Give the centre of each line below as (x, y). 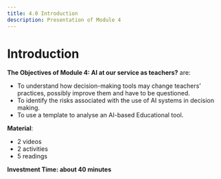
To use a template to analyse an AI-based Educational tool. (100, 115)
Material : (20, 128)
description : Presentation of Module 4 (64, 20)
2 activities (32, 149)
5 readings (32, 156)
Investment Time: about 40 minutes (59, 169)
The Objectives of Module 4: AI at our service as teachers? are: (99, 73)
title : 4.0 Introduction (43, 13)
